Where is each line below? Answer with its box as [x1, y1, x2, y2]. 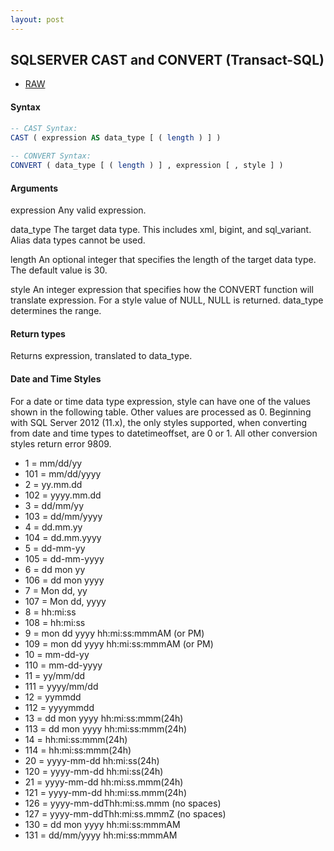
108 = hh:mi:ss [24, 616, 86, 628]
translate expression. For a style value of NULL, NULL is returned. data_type [10, 294, 324, 306]
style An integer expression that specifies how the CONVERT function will [10, 284, 314, 296]
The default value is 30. [10, 264, 108, 276]
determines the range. [10, 305, 102, 317]
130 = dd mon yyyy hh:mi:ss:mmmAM [24, 818, 181, 830]
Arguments [10, 182, 59, 194]
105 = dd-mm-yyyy [24, 552, 105, 565]
